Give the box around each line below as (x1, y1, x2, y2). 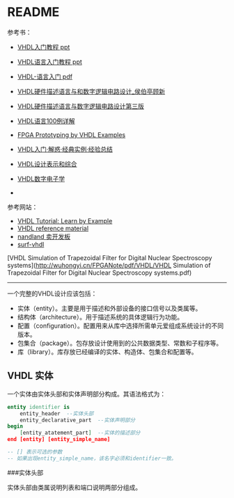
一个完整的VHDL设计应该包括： (7, 289, 97, 298)
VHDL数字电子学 (17, 175, 65, 183)
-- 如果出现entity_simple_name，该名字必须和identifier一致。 (7, 455, 177, 462)
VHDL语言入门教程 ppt (17, 57, 82, 66)
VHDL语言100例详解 (17, 116, 75, 125)
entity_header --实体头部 (19, 410, 94, 417)
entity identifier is (7, 403, 70, 410)
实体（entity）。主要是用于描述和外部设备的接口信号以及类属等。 (17, 304, 202, 312)
